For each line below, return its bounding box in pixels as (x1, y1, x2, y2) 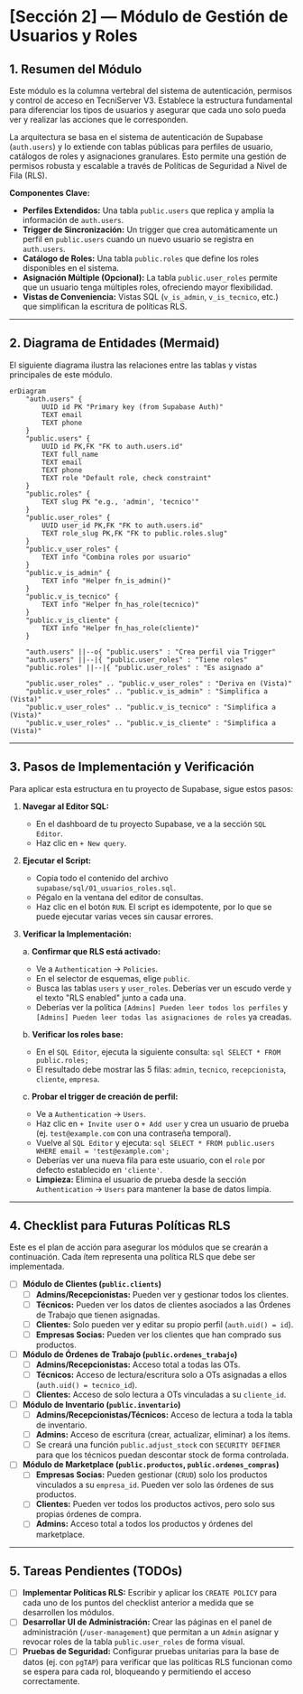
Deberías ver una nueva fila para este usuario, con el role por (35, 1154, 266, 1166)
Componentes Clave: (9, 188, 90, 198)
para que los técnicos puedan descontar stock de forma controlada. (35, 1449, 289, 1460)
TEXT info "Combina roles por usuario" (41, 553, 192, 562)
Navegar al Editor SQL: (22, 801, 110, 812)
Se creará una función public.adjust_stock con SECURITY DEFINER (35, 1439, 281, 1450)
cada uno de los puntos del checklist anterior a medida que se (22, 1597, 254, 1608)
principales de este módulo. (9, 368, 113, 380)
